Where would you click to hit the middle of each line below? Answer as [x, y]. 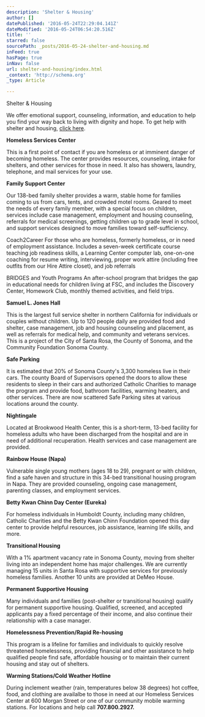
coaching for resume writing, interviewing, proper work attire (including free [102, 260]
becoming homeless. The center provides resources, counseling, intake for [101, 159]
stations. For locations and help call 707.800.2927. [70, 707]
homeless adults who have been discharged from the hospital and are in [97, 434]
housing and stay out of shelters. [48, 664]
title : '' [19, 35]
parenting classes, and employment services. [64, 490]
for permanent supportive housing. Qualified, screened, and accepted [94, 608]
